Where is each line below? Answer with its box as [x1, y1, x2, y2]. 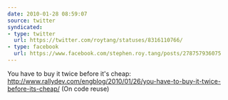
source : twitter [7, 17, 56, 24]
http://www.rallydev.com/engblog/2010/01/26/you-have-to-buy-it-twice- [7, 77, 221, 85]
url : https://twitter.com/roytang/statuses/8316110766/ [14, 37, 183, 44]
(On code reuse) [61, 84, 110, 93]
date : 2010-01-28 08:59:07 [7, 10, 88, 18]
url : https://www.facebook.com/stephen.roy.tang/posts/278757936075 [14, 50, 222, 57]
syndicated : [7, 23, 43, 30]
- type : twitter [7, 30, 56, 38]
